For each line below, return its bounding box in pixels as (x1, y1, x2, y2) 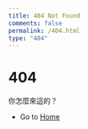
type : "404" (8, 34, 48, 42)
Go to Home (19, 112, 60, 122)
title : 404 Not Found (8, 11, 81, 20)
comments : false (8, 19, 62, 27)
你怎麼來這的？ (8, 96, 58, 106)
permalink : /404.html (8, 26, 81, 34)
